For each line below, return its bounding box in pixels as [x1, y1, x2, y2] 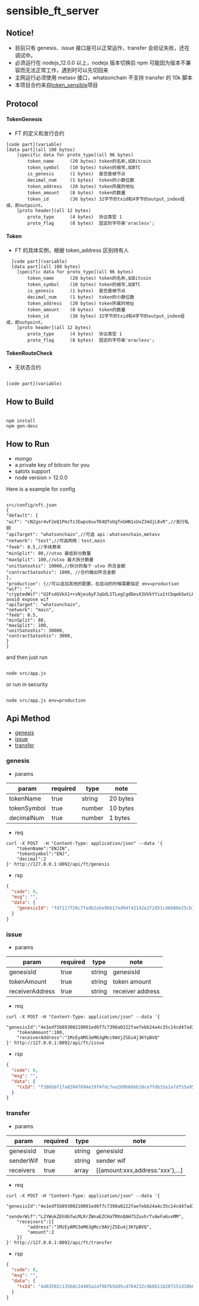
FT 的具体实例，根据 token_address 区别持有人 [14, 247, 129, 254]
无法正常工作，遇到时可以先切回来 [25, 67, 108, 74]
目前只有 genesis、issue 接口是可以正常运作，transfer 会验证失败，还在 [14, 45, 190, 51]
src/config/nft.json [6, 502, 57, 508]
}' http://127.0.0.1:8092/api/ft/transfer [6, 1239, 113, 1245]
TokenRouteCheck [6, 349, 53, 357]
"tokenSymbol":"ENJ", [17, 851, 70, 857]
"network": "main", [6, 607, 54, 613]
